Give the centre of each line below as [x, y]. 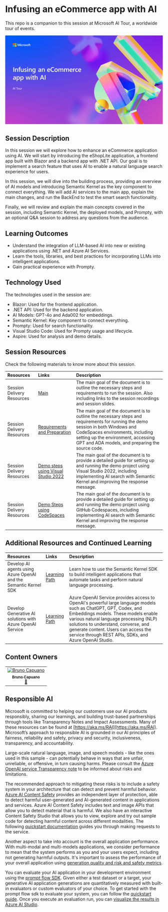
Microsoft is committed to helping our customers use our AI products [76, 711]
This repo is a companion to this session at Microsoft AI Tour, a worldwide [81, 23]
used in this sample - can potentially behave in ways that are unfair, [74, 758]
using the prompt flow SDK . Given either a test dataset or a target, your [78, 877]
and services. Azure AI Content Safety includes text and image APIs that [79, 805]
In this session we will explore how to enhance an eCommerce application [81, 150]
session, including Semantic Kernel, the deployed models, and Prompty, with [84, 212]
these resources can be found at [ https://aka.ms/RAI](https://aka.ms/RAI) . [81, 727]
